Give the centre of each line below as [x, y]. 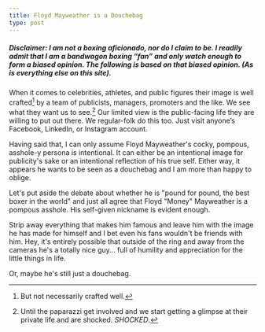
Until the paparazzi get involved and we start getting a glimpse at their [134, 311]
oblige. [20, 177]
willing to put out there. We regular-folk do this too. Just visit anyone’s [122, 120]
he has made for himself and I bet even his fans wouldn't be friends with [126, 233]
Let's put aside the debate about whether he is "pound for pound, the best [129, 193]
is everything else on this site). [61, 73]
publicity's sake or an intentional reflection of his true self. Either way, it [125, 160]
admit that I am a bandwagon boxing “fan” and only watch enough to [125, 57]
